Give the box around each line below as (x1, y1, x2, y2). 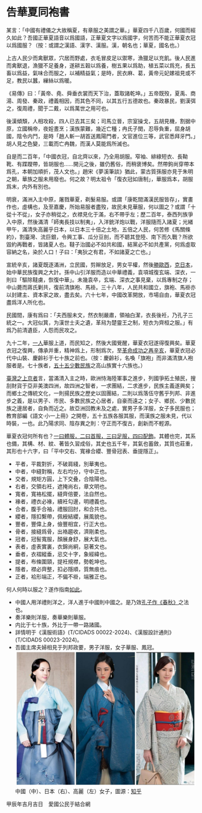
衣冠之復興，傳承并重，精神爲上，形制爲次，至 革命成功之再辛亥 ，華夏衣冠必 (6, 346, 196, 354)
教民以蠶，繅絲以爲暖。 (16, 76, 75, 84)
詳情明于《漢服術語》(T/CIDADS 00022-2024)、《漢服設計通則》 (14, 628, 174, 636)
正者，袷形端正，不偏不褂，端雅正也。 (14, 572, 110, 580)
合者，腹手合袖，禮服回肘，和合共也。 (14, 505, 110, 512)
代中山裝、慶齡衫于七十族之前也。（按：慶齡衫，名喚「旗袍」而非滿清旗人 (6, 354, 188, 361)
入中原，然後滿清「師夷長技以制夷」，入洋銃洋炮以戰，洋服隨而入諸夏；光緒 (6, 218, 194, 225)
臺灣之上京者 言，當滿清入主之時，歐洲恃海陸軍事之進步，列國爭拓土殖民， (6, 374, 191, 382)
